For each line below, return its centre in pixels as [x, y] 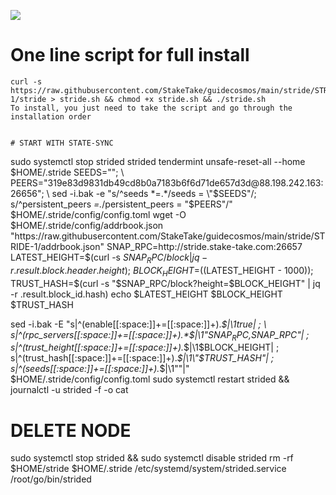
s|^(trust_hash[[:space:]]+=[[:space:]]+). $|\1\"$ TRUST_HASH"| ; [142, 358]
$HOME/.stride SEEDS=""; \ [67, 172]
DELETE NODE [71, 430]
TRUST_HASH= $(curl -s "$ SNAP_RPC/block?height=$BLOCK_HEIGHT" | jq [165, 283]
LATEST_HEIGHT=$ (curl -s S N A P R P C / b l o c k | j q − [109, 258]
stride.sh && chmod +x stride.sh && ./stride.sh [163, 99]
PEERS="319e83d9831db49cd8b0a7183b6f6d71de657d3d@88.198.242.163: [167, 182]
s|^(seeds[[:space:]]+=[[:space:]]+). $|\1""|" [100, 369]
